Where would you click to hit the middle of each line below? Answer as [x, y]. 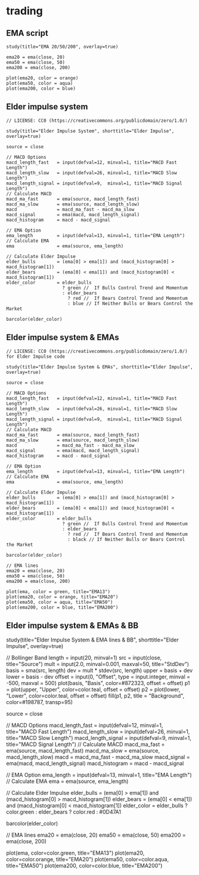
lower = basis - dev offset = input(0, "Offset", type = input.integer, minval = [98, 677]
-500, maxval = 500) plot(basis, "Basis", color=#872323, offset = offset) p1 [98, 683]
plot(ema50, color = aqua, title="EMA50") [60, 602]
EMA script [27, 33]
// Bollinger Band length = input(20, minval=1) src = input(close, [84, 658]
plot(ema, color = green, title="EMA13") [58, 592]
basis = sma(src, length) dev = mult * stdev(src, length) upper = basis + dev [99, 671]
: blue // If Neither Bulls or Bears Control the [130, 303]
